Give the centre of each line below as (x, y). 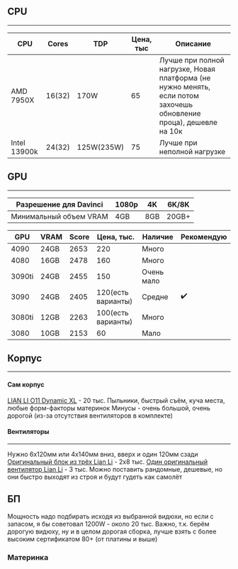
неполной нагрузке (192, 151)
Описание (193, 43)
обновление (180, 113)
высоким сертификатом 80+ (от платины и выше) (83, 538)
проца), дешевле (188, 122)
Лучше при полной (192, 60)
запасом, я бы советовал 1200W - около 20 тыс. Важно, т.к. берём (109, 524)
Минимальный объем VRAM (59, 216)
